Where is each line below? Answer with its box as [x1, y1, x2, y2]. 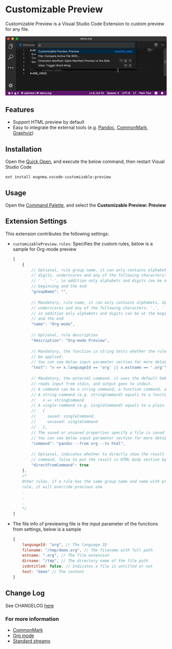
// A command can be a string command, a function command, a [31, 386, 167, 392]
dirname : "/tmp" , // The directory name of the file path [22, 559, 148, 564]
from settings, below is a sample [12, 526, 81, 532]
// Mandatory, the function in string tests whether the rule [31, 348, 167, 354]
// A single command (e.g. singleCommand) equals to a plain [31, 403, 165, 408]
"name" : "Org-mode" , [31, 322, 75, 327]
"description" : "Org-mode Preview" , [31, 338, 110, 343]
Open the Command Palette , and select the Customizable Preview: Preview [5, 202, 166, 208]
